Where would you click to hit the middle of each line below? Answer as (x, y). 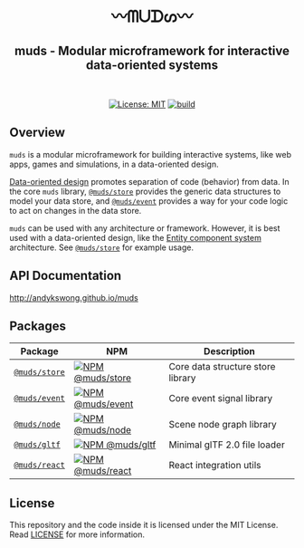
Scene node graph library (223, 425)
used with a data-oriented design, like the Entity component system (136, 237)
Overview (38, 133)
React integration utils (215, 466)
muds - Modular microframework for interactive (152, 50)
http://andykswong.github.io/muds (74, 297)
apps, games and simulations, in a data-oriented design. (114, 164)
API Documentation (66, 276)
